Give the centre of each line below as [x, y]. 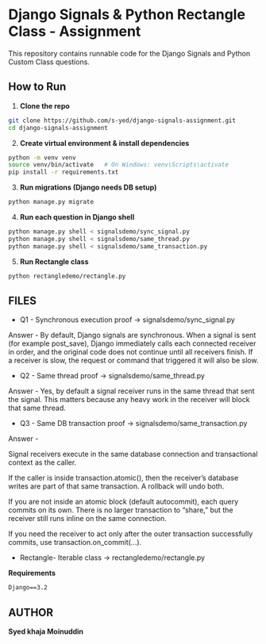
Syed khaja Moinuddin [46, 631]
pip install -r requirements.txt [64, 172]
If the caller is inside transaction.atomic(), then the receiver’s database [123, 478]
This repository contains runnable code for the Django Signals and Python [129, 53]
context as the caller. [42, 462]
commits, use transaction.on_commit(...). [75, 542]
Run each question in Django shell [77, 217]
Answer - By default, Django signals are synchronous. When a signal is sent [132, 335]
